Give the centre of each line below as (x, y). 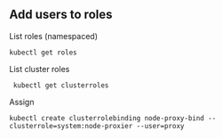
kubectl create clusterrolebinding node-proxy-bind (107, 118)
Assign (22, 102)
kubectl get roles (43, 53)
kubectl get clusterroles (61, 85)
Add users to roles (61, 15)
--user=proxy (160, 126)
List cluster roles (40, 69)
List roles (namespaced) (53, 36)
